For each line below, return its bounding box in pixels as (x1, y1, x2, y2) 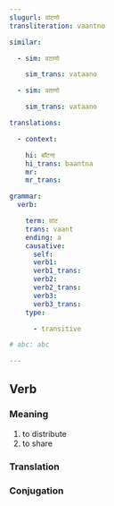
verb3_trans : (32, 299, 82, 309)
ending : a (25, 233, 62, 242)
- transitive (32, 324, 82, 333)
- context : (17, 134, 58, 143)
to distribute (21, 428, 67, 439)
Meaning (9, 408, 49, 421)
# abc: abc (9, 340, 50, 349)
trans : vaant (25, 225, 74, 234)
